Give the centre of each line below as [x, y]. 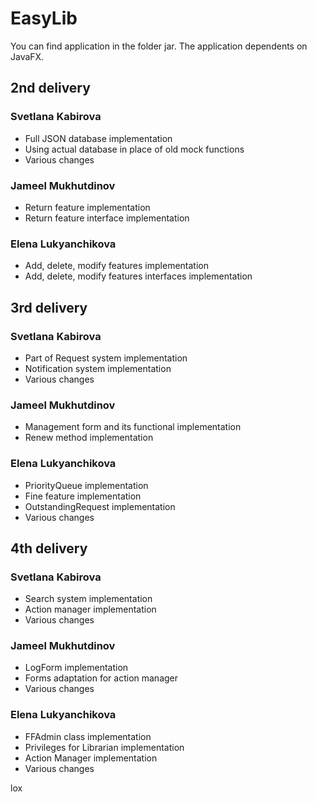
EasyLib [44, 18]
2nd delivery [50, 88]
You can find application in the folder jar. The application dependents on [159, 46]
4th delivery [49, 548]
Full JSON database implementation [98, 138]
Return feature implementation [87, 207]
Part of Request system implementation [106, 358]
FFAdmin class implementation [88, 736]
